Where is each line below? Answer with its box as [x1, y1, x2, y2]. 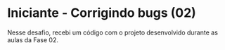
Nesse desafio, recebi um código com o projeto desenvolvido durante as [7, 28, 218, 37]
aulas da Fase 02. [7, 35, 58, 44]
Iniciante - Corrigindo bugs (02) [7, 5, 197, 21]
